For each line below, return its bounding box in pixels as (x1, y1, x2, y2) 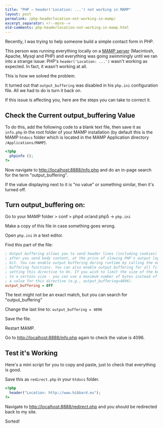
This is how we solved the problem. (5, 73, 76, 79)
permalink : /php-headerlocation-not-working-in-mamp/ (5, 16, 116, 21)
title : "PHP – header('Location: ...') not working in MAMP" (5, 7, 131, 12)
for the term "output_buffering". (5, 172, 68, 178)
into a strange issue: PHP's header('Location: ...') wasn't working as (5, 58, 148, 64)
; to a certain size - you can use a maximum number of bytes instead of (5, 274, 158, 279)
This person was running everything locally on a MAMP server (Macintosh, (5, 48, 154, 54)
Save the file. (5, 316, 32, 322)
